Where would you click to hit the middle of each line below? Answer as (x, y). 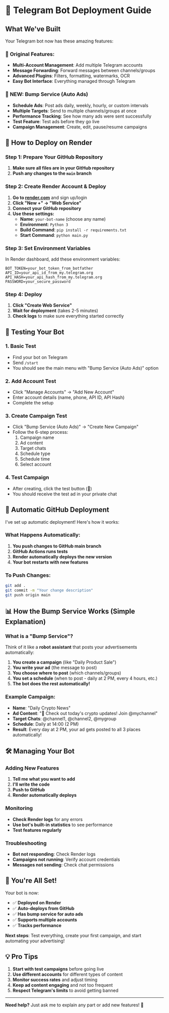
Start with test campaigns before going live (58, 969)
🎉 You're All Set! (31, 881)
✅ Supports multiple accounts (45, 920)
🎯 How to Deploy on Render (49, 143)
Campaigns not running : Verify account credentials (66, 859)
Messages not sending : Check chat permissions (63, 865)
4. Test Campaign (27, 478)
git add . (16, 586)
